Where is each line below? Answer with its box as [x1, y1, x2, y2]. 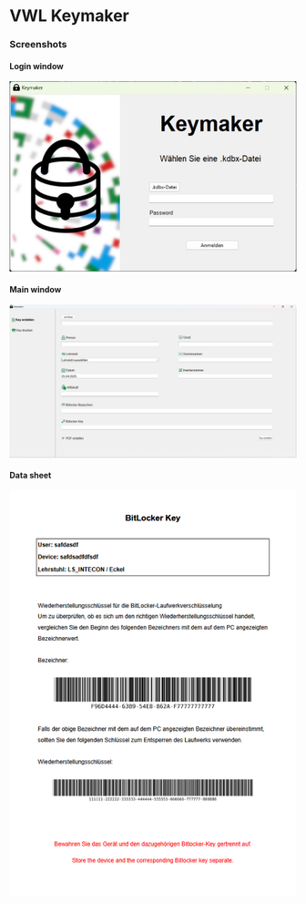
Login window [9, 60, 64, 71]
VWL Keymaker [9, 5, 129, 26]
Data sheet [9, 470, 52, 481]
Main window [9, 283, 62, 294]
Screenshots [9, 38, 67, 51]
